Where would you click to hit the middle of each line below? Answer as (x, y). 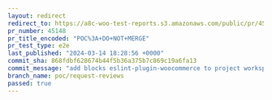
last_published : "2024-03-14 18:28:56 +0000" (86, 53)
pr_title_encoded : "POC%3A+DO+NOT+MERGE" (79, 38)
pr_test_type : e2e (39, 46)
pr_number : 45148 (37, 31)
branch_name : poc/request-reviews (66, 76)
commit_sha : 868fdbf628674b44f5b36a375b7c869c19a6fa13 (102, 61)
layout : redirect (37, 16)
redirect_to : (30, 23)
